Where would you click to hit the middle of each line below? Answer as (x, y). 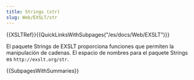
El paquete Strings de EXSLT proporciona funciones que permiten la (90, 46)
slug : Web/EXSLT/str (32, 17)
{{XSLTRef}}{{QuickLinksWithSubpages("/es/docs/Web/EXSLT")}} (88, 34)
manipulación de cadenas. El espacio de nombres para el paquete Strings (97, 52)
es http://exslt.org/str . (37, 59)
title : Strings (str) (33, 12)
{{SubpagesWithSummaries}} (43, 70)
